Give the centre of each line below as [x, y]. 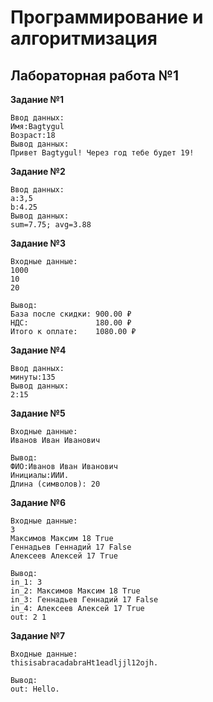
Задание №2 [38, 171]
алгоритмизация [84, 38]
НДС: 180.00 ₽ [71, 323]
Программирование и [107, 17]
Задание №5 [38, 413]
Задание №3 [38, 243]
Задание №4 [38, 350]
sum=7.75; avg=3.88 [51, 225]
